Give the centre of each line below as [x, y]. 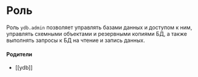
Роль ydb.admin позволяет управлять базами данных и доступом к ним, [99, 27]
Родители [19, 54]
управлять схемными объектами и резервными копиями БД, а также [97, 33]
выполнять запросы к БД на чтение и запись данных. [76, 40]
